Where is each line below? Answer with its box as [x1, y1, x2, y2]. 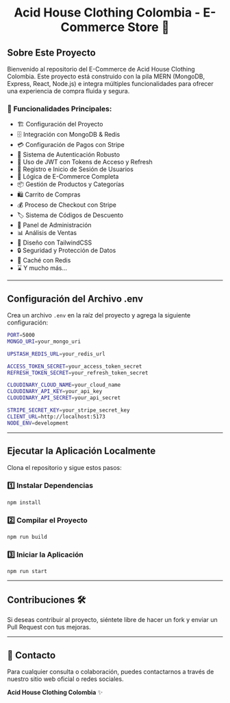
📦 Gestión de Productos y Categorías [16, 180, 125, 188]
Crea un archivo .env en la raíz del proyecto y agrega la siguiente [7, 311, 191, 320]
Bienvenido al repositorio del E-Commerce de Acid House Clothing [7, 65, 195, 73]
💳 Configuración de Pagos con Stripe [16, 141, 125, 149]
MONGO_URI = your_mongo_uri [7, 338, 81, 345]
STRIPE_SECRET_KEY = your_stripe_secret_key [7, 407, 130, 414]
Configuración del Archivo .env [7, 293, 144, 304]
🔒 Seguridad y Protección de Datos [16, 246, 116, 255]
